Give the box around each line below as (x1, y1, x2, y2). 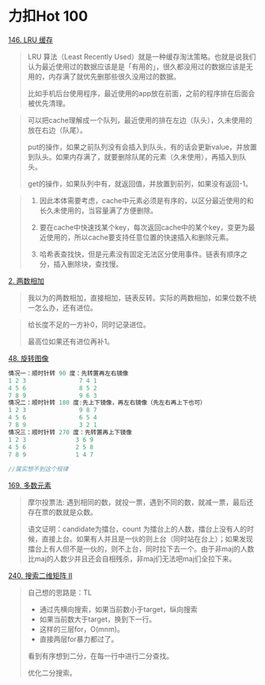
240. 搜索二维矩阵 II (8, 571, 73, 580)
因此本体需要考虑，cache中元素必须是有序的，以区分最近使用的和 (39, 195, 255, 205)
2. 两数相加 (8, 275, 45, 286)
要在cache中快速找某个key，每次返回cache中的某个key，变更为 (39, 222, 248, 232)
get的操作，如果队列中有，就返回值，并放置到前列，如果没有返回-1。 (27, 179, 253, 188)
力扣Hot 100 (8, 7, 89, 25)
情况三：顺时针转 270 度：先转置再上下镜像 (8, 428, 132, 437)
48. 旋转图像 (8, 353, 49, 363)
